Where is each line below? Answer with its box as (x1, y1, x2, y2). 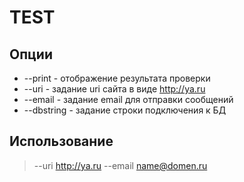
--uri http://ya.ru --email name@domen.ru (33, 159, 208, 171)
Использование (9, 133, 114, 150)
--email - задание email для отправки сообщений (23, 94, 234, 105)
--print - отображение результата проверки (23, 72, 211, 84)
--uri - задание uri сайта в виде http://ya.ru (23, 83, 206, 95)
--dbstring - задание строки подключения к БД (23, 104, 227, 116)
